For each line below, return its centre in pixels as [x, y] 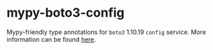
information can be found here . [51, 39]
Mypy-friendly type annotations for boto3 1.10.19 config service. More [106, 32]
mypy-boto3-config [66, 13]
